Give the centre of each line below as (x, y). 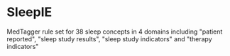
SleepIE (29, 12)
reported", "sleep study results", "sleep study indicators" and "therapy (109, 38)
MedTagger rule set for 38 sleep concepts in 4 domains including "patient (115, 31)
